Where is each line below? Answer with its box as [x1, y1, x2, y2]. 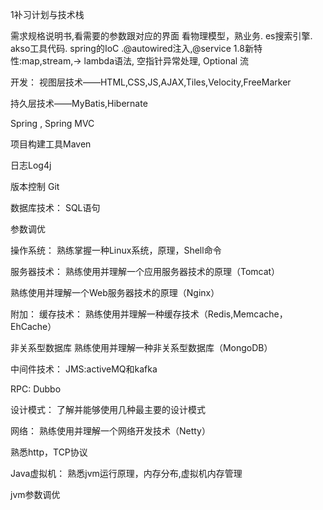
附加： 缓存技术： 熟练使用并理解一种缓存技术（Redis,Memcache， [10, 308, 288, 320]
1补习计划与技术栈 [10, 9, 85, 20]
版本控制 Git [10, 181, 60, 192]
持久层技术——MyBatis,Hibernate [10, 98, 148, 109]
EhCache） [10, 321, 57, 332]
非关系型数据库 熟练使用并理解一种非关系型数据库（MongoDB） [10, 342, 273, 353]
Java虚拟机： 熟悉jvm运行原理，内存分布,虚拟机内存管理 [10, 468, 243, 479]
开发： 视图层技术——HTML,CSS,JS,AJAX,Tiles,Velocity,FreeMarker [10, 76, 292, 88]
